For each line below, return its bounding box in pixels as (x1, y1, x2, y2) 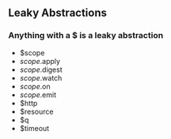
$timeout (19, 123, 50, 133)
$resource (19, 107, 54, 116)
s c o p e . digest (19, 65, 63, 74)
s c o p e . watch (19, 73, 63, 82)
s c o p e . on (19, 81, 51, 91)
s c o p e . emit (19, 90, 57, 100)
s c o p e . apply (19, 56, 61, 66)
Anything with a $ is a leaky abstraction (8, 30, 164, 41)
